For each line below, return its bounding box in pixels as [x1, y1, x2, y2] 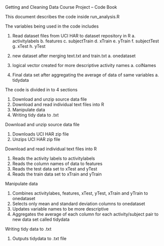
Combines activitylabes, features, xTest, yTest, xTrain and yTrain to [12, 190, 148, 196]
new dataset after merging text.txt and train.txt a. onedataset [12, 53, 136, 59]
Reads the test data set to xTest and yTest [12, 166, 98, 172]
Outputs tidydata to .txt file [12, 236, 67, 241]
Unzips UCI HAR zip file [12, 137, 61, 142]
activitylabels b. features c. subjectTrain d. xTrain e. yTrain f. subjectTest [12, 38, 159, 44]
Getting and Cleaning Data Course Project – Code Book [5, 4, 117, 10]
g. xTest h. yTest [12, 43, 46, 49]
